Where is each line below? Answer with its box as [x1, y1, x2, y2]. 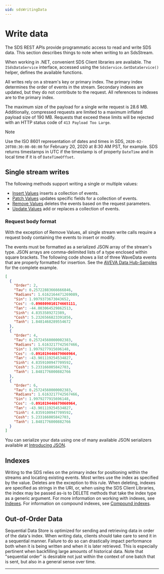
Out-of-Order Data [5, 514, 62, 523]
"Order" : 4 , [14, 333, 38, 338]
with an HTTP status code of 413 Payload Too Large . [5, 119, 111, 125]
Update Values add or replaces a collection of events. [12, 206, 120, 212]
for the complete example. [5, 265, 58, 270]
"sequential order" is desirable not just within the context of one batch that [5, 553, 155, 559]
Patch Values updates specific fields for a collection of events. [12, 196, 138, 202]
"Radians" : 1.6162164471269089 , [14, 292, 80, 297]
